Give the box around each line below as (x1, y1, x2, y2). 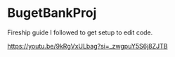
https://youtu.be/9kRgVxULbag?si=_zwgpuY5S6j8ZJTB (7, 42, 168, 50)
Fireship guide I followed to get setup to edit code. (7, 28, 153, 37)
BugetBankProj (7, 5, 97, 21)
